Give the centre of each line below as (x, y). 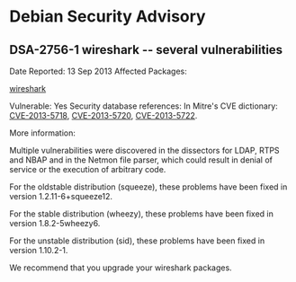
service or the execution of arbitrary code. (88, 169)
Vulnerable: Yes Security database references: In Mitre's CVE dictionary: (144, 106)
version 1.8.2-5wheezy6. (55, 223)
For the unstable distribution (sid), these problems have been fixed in (137, 241)
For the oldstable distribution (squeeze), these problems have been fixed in (148, 187)
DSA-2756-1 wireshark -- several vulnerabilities (146, 50)
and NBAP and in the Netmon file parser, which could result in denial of (141, 160)
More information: (43, 133)
